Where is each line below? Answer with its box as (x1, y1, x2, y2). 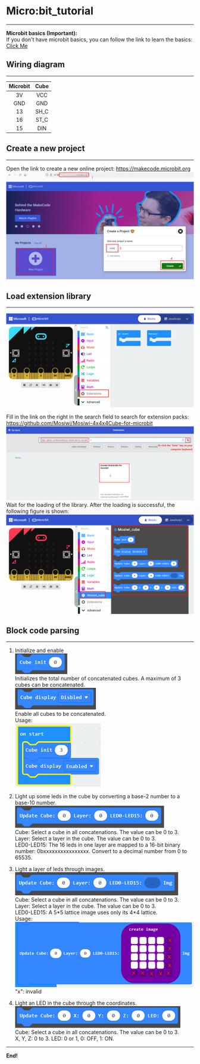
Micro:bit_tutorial (6, 4, 94, 18)
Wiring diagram (6, 60, 65, 70)
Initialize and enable (14, 647, 64, 654)
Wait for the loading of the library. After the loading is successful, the (6, 501, 176, 508)
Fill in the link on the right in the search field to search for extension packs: (6, 413, 189, 420)
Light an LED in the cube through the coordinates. (14, 999, 137, 1007)
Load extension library (6, 291, 91, 301)
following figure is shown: (6, 508, 70, 515)
